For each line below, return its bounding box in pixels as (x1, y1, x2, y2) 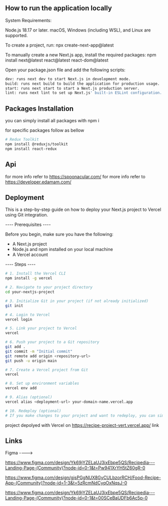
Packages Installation (5, 104, 74, 113)
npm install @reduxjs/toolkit (5, 142, 68, 147)
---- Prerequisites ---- (5, 221, 51, 227)
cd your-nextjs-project (5, 290, 55, 295)
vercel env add (5, 386, 37, 391)
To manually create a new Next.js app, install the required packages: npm (5, 52, 156, 58)
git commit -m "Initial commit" (5, 349, 72, 354)
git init (5, 303, 23, 308)
